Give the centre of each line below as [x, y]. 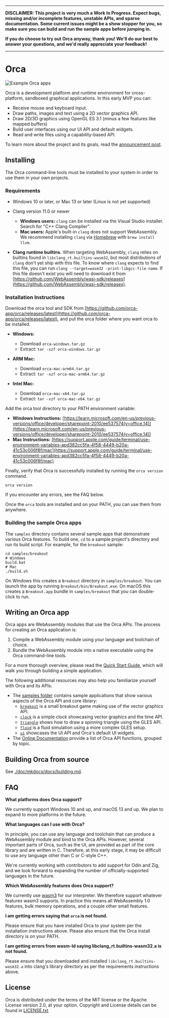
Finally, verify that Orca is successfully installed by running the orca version [84, 471]
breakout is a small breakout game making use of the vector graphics [92, 706]
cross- [139, 93]
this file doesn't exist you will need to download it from [69, 274]
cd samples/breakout [27, 554]
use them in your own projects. [37, 178]
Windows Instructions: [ [38, 418]
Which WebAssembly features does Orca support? [60, 886]
